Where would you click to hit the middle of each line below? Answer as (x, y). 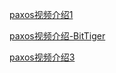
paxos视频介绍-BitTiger (57, 36)
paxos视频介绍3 (42, 57)
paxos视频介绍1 (41, 14)
